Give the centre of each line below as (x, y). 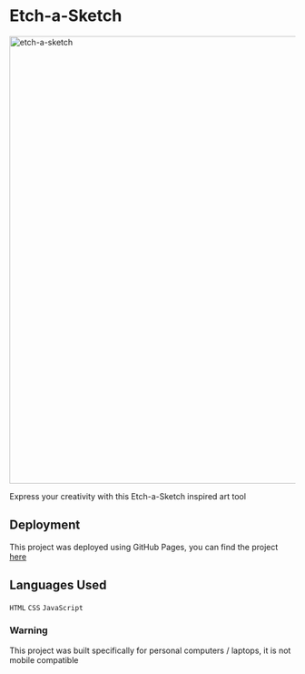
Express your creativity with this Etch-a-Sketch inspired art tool (128, 496)
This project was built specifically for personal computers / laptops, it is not (150, 650)
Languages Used (58, 585)
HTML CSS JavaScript (46, 608)
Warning (29, 630)
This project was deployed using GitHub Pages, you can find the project (144, 547)
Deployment (45, 525)
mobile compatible (44, 659)
